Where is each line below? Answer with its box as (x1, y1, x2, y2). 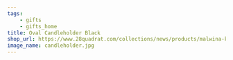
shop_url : (7, 36, 36, 43)
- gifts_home (19, 23, 58, 30)
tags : (7, 10, 23, 17)
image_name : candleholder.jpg (7, 42, 95, 49)
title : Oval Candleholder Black (7, 29, 101, 37)
